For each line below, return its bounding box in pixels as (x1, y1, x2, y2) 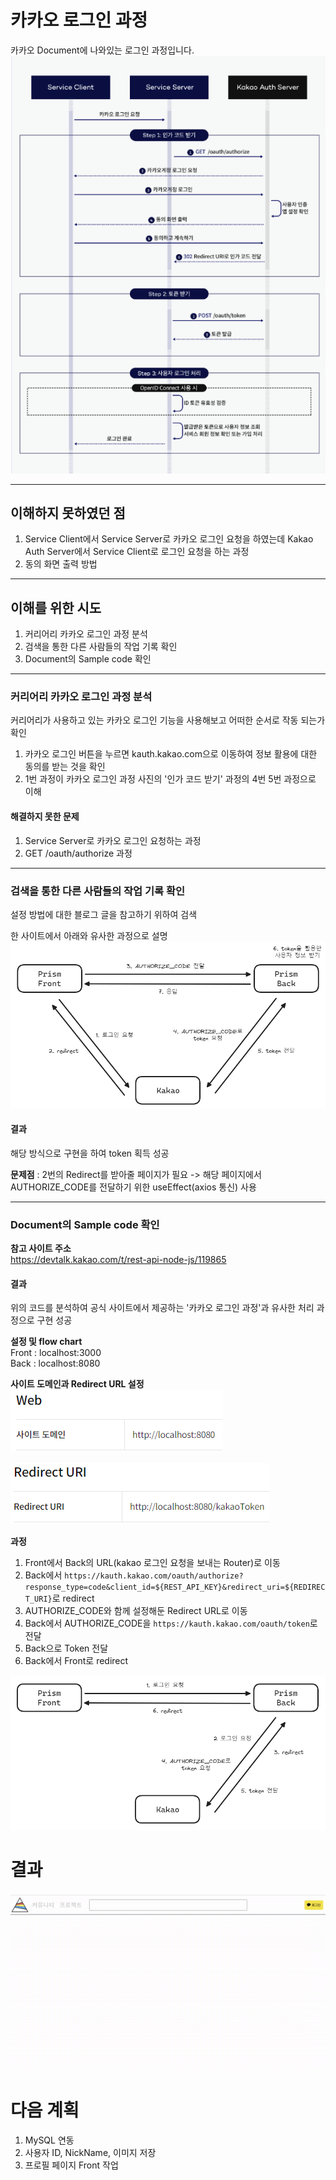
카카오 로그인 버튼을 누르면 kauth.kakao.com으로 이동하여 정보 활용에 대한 (24, 748, 318, 760)
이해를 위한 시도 (10, 599, 102, 616)
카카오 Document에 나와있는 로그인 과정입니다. (10, 44, 195, 56)
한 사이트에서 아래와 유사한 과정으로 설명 (10, 929, 168, 941)
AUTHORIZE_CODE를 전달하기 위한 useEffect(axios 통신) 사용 (10, 1181, 257, 1193)
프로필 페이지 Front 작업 (24, 2159, 119, 2171)
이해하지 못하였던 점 (10, 504, 126, 521)
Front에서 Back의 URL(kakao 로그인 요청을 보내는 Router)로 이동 (24, 1557, 281, 1569)
